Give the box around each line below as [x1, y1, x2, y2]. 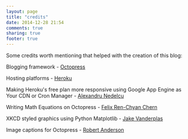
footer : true [6, 36, 38, 42]
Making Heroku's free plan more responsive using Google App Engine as [6, 86, 182, 93]
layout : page [6, 8, 38, 15]
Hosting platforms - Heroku [6, 74, 72, 82]
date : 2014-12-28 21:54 [6, 19, 64, 25]
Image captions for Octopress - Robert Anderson [6, 127, 124, 133]
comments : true [6, 25, 43, 31]
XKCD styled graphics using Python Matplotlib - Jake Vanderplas [6, 115, 163, 122]
